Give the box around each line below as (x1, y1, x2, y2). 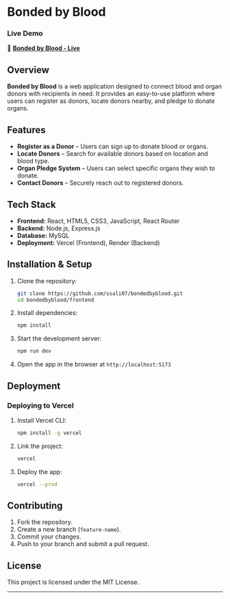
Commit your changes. (16, 532, 81, 541)
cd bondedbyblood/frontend (16, 296, 94, 303)
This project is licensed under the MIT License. (7, 578, 140, 587)
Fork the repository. (16, 518, 73, 526)
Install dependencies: (16, 309, 78, 317)
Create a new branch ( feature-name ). (16, 526, 121, 534)
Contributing (7, 500, 63, 511)
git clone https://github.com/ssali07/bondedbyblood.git (16, 290, 183, 297)
